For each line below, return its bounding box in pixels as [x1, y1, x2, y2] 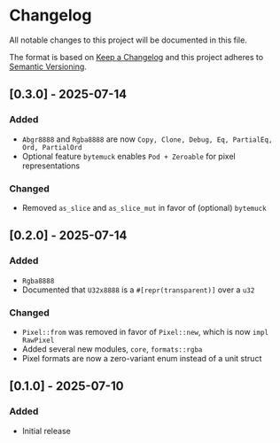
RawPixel [21, 336, 55, 345]
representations [21, 160, 81, 171]
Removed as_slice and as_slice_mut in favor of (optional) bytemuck [21, 202, 268, 213]
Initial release [21, 425, 71, 436]
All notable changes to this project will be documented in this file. [9, 35, 248, 45]
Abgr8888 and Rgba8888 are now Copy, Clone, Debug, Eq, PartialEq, [21, 134, 273, 144]
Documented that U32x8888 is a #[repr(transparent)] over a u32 [21, 284, 255, 295]
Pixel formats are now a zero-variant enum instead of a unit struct [21, 353, 262, 363]
